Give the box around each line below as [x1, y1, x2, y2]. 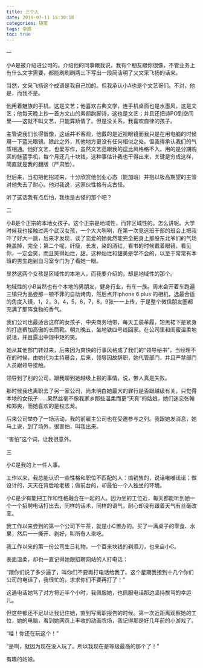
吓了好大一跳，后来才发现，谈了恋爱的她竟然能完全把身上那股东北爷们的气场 [6, 235, 197, 242]
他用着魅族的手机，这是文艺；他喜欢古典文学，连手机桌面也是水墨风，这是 [6, 102, 192, 109]
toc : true [6, 31, 31, 37]
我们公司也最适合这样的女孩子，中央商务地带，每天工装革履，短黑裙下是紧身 [6, 319, 197, 326]
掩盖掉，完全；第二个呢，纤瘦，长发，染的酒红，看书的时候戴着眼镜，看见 [6, 242, 192, 250]
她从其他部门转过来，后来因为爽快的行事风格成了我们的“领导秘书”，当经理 [6, 346, 192, 354]
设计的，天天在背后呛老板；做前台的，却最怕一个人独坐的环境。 [6, 482, 165, 489]
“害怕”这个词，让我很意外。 [6, 436, 75, 443]
